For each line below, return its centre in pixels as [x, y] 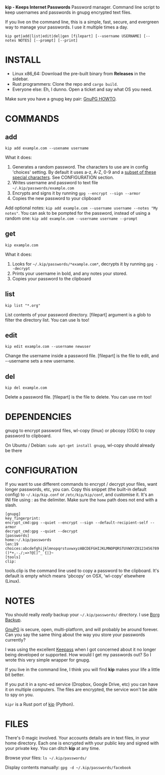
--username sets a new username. [40, 361]
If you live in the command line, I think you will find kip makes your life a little [82, 669]
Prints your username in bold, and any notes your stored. [70, 273]
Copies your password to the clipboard [52, 278]
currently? [15, 640]
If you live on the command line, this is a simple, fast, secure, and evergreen [82, 22]
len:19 [12, 544]
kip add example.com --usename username [47, 148]
